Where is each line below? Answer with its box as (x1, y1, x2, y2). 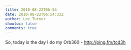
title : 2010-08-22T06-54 (5, 7, 57, 12)
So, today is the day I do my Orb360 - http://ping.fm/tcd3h (5, 39, 126, 45)
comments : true (5, 26, 37, 31)
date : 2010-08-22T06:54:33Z (5, 12, 64, 17)
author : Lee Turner (5, 16, 46, 21)
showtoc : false (5, 21, 37, 26)
